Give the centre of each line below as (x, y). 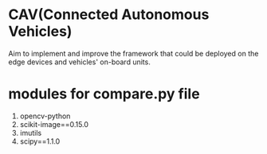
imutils (31, 133)
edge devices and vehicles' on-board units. (80, 62)
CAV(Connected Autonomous (109, 15)
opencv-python (45, 116)
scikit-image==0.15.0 (54, 124)
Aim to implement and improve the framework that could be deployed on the (133, 53)
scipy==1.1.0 (40, 141)
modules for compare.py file (104, 94)
